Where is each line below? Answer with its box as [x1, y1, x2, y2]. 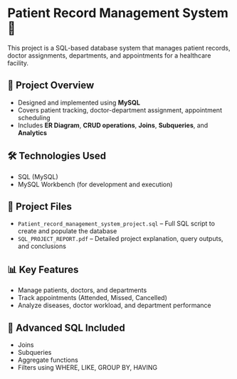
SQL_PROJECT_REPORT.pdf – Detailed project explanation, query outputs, [17, 235, 223, 243]
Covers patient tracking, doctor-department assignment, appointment [17, 105, 223, 114]
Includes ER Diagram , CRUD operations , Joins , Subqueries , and [17, 121, 209, 129]
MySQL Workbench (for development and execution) [17, 180, 173, 188]
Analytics [17, 128, 48, 137]
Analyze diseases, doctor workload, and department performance [17, 301, 211, 310]
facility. [7, 58, 29, 67]
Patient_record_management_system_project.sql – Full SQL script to [17, 219, 216, 228]
